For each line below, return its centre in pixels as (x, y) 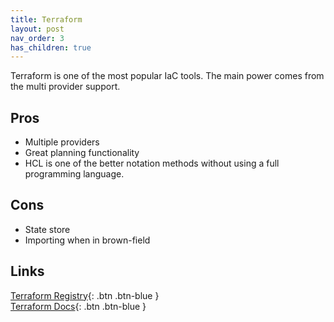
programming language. (74, 174)
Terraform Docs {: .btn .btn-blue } (78, 306)
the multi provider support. (65, 87)
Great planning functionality (82, 153)
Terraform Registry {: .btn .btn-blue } (85, 295)
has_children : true (51, 47)
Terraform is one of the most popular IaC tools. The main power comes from (167, 76)
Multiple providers (62, 142)
